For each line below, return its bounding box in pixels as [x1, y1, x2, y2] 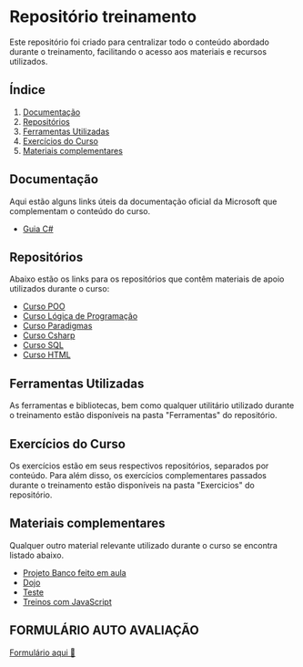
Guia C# [22, 223, 54, 234]
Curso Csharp [22, 330, 76, 341]
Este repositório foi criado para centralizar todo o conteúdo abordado [9, 36, 270, 47]
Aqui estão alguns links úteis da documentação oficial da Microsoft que [9, 196, 278, 207]
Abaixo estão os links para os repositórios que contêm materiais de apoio [9, 273, 285, 284]
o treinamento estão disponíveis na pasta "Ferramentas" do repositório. [9, 410, 278, 421]
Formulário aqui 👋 [9, 647, 76, 658]
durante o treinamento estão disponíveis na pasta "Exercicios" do [9, 480, 255, 490]
